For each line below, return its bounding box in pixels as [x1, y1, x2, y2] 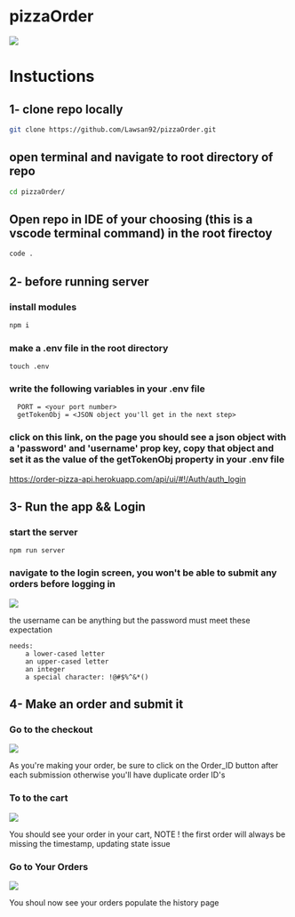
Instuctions [9, 67, 95, 86]
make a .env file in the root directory [9, 342, 169, 354]
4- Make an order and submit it [9, 696, 184, 712]
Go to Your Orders [9, 860, 89, 873]
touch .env [9, 362, 50, 371]
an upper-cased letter [25, 656, 109, 666]
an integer [25, 664, 66, 673]
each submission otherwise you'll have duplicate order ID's [9, 769, 226, 780]
